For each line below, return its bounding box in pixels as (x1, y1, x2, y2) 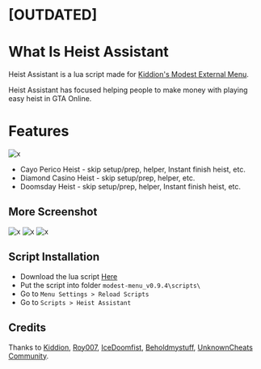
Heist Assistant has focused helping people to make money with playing (8, 85, 248, 95)
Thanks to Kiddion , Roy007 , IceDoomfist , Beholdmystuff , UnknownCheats (8, 342, 253, 352)
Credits (8, 321, 47, 335)
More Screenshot (8, 205, 98, 219)
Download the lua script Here (19, 271, 118, 281)
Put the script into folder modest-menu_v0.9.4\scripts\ (19, 280, 201, 290)
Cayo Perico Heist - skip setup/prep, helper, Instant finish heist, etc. (19, 164, 246, 175)
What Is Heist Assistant (8, 43, 170, 61)
